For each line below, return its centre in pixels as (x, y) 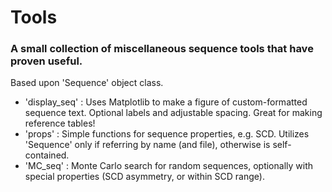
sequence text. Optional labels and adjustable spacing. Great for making (173, 113)
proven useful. (46, 61)
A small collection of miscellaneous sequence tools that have (162, 49)
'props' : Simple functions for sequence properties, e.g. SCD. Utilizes (167, 134)
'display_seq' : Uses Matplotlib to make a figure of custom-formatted (166, 102)
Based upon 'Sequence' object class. (87, 83)
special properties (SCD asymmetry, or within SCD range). (144, 177)
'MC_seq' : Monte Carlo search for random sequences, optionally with (169, 166)
